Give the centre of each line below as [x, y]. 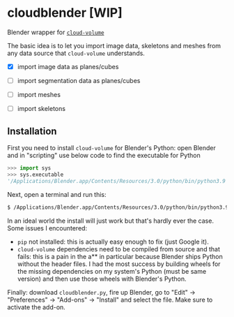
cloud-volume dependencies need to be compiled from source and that [119, 249]
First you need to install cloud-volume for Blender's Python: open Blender [111, 148]
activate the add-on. [37, 307]
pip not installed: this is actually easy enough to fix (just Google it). [113, 242]
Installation [32, 131]
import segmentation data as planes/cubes [79, 81]
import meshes [39, 95]
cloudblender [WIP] [65, 13]
